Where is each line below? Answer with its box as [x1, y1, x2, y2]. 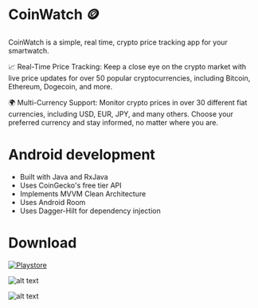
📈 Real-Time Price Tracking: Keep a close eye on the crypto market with [8, 61, 247, 71]
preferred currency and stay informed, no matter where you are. [8, 117, 219, 127]
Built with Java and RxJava [19, 172, 109, 181]
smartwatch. [8, 45, 49, 55]
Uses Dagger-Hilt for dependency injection [19, 206, 161, 215]
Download [8, 234, 77, 252]
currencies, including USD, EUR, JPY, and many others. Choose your [8, 109, 233, 119]
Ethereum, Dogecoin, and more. [8, 81, 113, 91]
